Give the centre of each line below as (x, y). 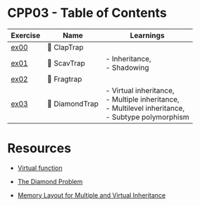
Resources (39, 149)
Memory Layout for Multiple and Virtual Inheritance (92, 195)
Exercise (26, 35)
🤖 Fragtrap (64, 79)
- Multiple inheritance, (142, 99)
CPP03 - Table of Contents (87, 13)
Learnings (147, 35)
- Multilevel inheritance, (145, 108)
